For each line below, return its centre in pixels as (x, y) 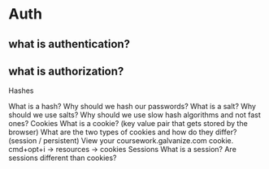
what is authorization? (66, 71)
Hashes (21, 91)
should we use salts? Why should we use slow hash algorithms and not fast (135, 115)
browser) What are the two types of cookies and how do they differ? (123, 132)
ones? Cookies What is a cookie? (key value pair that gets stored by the (128, 124)
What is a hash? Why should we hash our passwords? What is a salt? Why (132, 107)
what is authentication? (69, 44)
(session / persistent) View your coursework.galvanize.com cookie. (121, 141)
